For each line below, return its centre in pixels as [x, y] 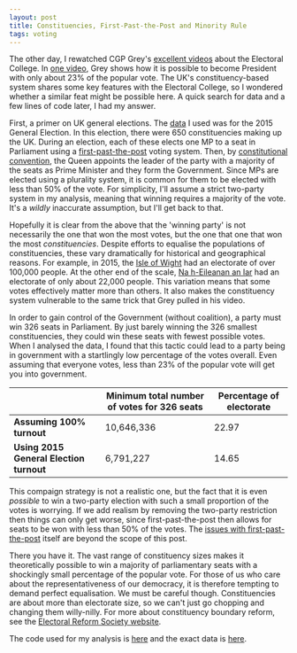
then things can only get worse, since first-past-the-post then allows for [141, 520]
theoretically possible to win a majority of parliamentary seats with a [133, 565]
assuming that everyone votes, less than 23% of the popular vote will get [142, 365]
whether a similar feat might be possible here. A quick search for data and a [147, 97]
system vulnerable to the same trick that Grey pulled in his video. [127, 300]
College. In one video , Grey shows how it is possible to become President [143, 68]
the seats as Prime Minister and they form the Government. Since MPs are [144, 170]
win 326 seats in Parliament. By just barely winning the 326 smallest [133, 327]
